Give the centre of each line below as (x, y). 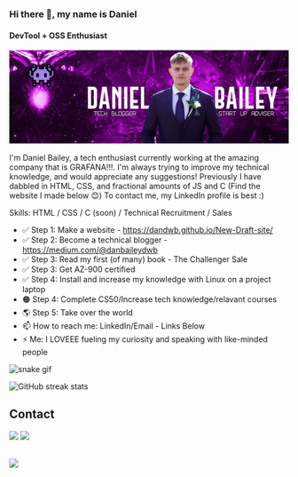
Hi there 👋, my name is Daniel (73, 14)
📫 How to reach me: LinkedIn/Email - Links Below (114, 326)
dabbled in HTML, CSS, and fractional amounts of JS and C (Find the (135, 186)
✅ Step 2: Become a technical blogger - (95, 240)
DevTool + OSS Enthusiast (59, 36)
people (35, 352)
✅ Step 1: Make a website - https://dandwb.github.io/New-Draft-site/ (147, 229)
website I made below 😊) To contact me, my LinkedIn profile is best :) (137, 195)
